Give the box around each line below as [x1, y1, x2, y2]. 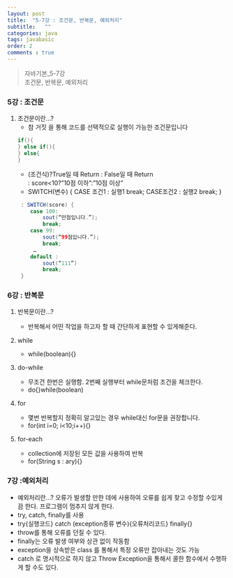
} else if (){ [17, 144, 56, 151]
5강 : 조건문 [7, 97, 44, 107]
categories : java [7, 29, 58, 37]
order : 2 [7, 43, 33, 50]
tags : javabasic [7, 36, 54, 43]
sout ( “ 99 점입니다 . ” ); [43, 234, 100, 241]
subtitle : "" [7, 23, 52, 30]
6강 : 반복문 [7, 290, 45, 300]
